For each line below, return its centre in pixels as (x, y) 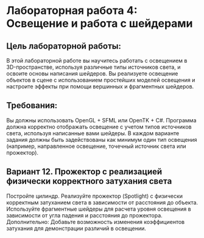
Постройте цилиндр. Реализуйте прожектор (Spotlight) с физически (95, 196)
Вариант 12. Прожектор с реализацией (84, 172)
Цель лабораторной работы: (64, 46)
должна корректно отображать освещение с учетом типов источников (99, 127)
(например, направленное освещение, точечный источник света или (97, 146)
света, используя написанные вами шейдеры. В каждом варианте (93, 133)
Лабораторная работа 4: (72, 11)
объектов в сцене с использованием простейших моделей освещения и (101, 80)
